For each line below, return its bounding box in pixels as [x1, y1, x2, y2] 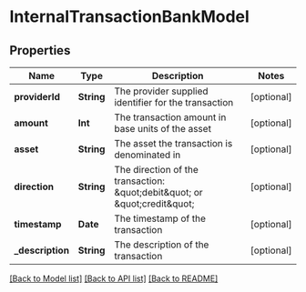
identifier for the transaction [113, 96, 234, 108]
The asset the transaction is [113, 137, 233, 149]
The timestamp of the [113, 212, 207, 225]
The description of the [113, 238, 209, 251]
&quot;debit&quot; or [113, 186, 203, 198]
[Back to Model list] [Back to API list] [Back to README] [9, 273, 219, 284]
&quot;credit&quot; [113, 197, 195, 210]
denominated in [113, 148, 181, 161]
